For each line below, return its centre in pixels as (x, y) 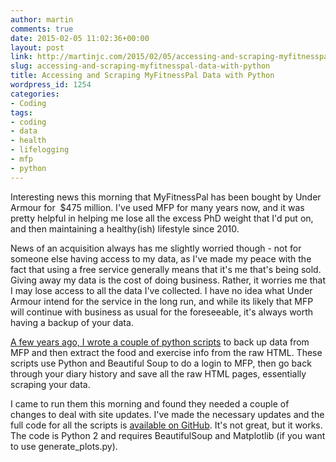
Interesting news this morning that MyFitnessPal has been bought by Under (166, 197)
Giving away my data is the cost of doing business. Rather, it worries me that (168, 280)
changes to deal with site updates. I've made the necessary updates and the (167, 414)
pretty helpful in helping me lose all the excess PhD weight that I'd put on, (162, 218)
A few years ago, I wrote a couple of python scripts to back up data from (160, 342)
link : (21, 57)
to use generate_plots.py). (64, 446)
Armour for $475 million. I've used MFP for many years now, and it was (157, 207)
